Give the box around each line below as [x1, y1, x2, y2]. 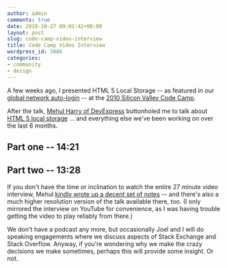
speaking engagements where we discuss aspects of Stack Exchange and [7, 232, 217, 241]
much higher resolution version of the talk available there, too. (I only [7, 197, 201, 206]
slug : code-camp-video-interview [7, 36, 103, 42]
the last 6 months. [7, 121, 58, 130]
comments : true [7, 16, 51, 23]
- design [7, 67, 32, 74]
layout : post [7, 29, 44, 36]
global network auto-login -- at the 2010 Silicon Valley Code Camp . [7, 93, 196, 101]
